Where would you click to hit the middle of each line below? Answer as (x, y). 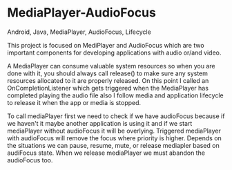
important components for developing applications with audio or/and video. (114, 53)
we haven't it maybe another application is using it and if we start (100, 123)
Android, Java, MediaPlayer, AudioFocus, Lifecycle (79, 32)
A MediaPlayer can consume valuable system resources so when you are (111, 66)
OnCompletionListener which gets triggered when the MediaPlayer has (108, 88)
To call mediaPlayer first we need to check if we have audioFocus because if (116, 116)
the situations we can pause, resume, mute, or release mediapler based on (113, 145)
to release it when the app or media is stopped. (74, 102)
